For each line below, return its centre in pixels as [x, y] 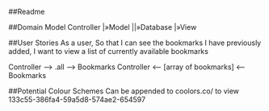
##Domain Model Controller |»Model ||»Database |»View [103, 27]
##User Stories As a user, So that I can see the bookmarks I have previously [135, 43]
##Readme [27, 12]
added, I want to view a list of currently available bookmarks [108, 51]
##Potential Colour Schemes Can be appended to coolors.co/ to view [124, 91]
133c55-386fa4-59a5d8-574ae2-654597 [77, 99]
